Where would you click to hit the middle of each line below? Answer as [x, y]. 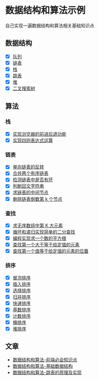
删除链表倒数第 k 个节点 [37, 199]
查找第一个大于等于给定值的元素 [46, 245]
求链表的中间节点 [30, 192]
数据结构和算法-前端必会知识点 [45, 360]
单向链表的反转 [28, 167]
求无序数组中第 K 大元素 [38, 225]
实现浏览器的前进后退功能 [39, 134]
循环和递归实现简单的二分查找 [44, 232]
